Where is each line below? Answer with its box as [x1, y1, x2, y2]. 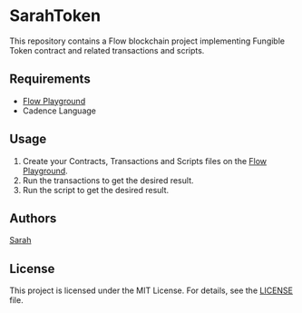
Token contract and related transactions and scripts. [9, 44, 205, 55]
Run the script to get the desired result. [22, 184, 170, 195]
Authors [9, 210, 57, 226]
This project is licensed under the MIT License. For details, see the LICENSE [9, 285, 293, 296]
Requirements [9, 72, 91, 87]
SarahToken [9, 5, 102, 26]
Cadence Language [22, 105, 97, 116]
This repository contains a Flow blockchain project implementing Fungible [9, 35, 286, 46]
